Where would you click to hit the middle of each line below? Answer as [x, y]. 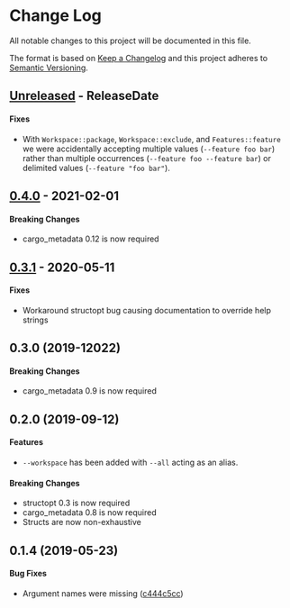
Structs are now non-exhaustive [82, 522]
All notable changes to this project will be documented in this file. [131, 41]
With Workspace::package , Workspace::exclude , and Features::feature [151, 139]
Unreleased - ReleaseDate [84, 96]
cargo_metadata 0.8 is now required [90, 513]
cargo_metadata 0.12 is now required [91, 239]
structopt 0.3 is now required [76, 503]
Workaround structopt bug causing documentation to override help [147, 310]
